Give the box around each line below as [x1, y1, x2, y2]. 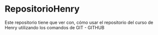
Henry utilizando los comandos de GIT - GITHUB [4, 24, 105, 30]
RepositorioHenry [4, 3, 80, 15]
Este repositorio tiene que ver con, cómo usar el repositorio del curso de [4, 19, 154, 25]
